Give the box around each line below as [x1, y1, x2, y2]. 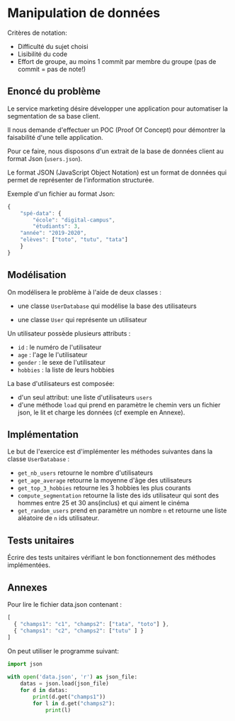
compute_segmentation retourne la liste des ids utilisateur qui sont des [17, 491, 219, 500]
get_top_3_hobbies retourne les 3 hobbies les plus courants [17, 484, 191, 492]
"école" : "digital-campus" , [33, 216, 115, 224]
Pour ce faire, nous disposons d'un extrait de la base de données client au [7, 147, 224, 155]
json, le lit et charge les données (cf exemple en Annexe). [17, 408, 185, 417]
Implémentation [7, 428, 79, 441]
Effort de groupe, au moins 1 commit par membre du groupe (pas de [17, 57, 217, 65]
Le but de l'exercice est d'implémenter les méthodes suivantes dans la [7, 447, 213, 456]
